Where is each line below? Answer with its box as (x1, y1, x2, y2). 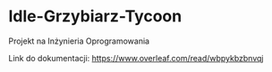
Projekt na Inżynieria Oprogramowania (8, 36, 149, 46)
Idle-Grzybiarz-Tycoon (8, 6, 183, 27)
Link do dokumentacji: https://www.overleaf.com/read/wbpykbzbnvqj (8, 52, 264, 63)
